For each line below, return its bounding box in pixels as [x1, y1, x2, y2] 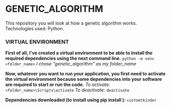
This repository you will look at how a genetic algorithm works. [5, 20, 137, 26]
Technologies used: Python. [5, 25, 64, 31]
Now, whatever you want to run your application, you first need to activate [5, 71, 166, 77]
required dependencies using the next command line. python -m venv [5, 55, 155, 61]
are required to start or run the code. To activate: [5, 81, 111, 88]
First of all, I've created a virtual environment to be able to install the [5, 50, 153, 56]
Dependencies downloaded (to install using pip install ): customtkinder [5, 97, 157, 103]
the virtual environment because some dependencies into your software [5, 76, 162, 82]
